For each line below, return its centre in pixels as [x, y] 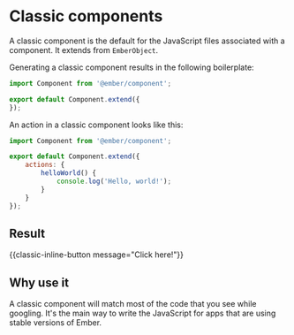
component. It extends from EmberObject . [84, 49]
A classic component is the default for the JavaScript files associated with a [147, 41]
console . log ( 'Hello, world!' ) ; [114, 182]
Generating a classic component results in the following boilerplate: [132, 67]
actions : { [45, 165]
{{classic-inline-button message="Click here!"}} [96, 255]
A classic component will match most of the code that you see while [133, 304]
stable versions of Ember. [56, 323]
